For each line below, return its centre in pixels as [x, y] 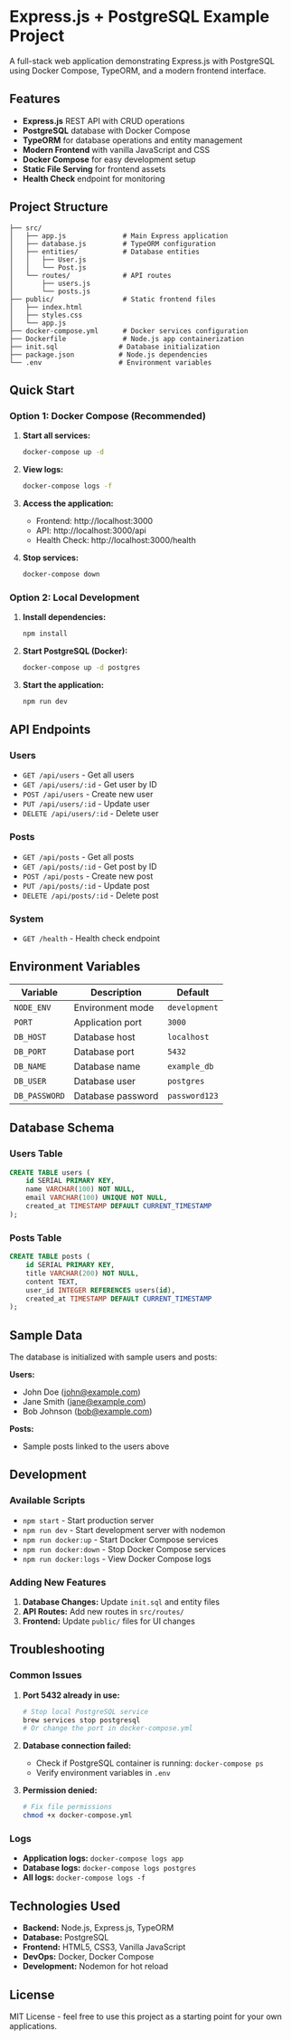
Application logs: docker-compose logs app [103, 1858]
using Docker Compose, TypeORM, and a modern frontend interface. [138, 71]
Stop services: [51, 558]
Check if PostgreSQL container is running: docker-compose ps [150, 1763]
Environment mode [114, 1007]
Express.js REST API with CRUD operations [103, 120]
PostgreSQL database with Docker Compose [106, 130]
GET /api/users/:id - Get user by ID [90, 785]
